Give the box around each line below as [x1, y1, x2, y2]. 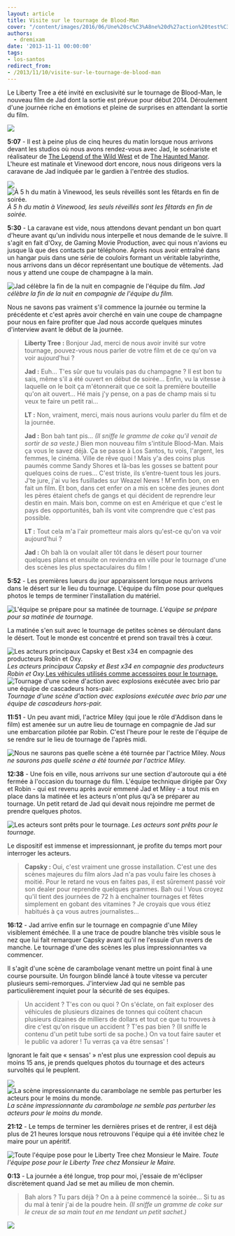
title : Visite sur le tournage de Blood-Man [7, 17, 139, 24]
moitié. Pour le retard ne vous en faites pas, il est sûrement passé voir [24, 877, 226, 886]
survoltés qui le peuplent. [7, 1066, 80, 1074]
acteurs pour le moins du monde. [7, 1108, 103, 1117]
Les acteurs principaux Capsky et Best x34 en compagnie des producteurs [7, 661, 225, 670]
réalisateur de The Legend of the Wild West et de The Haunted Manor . [7, 152, 210, 160]
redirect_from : [7, 62, 52, 69]
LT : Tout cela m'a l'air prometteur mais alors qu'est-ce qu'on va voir [24, 527, 222, 535]
